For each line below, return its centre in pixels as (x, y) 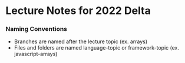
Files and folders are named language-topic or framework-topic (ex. (96, 48)
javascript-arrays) (36, 54)
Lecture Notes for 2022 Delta (78, 11)
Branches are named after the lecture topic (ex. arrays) (81, 41)
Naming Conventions (37, 29)
